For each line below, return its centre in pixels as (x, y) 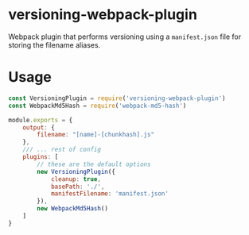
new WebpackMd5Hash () (73, 209)
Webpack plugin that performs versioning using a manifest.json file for (124, 37)
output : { (39, 127)
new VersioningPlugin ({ (76, 171)
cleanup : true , (76, 179)
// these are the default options (94, 164)
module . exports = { (41, 120)
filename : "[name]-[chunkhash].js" (96, 135)
